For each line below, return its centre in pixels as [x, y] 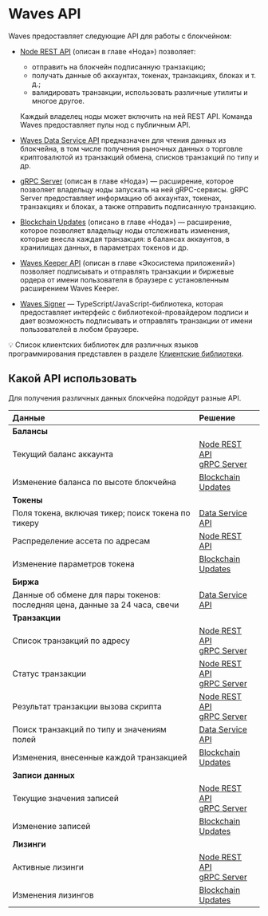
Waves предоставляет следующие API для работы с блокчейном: [120, 36]
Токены [28, 499]
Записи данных [43, 775]
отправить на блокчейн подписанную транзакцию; [118, 67]
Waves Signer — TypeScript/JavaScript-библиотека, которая [121, 303]
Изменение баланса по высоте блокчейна [95, 482]
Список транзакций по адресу [71, 641]
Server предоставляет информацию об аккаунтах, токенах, [120, 198]
